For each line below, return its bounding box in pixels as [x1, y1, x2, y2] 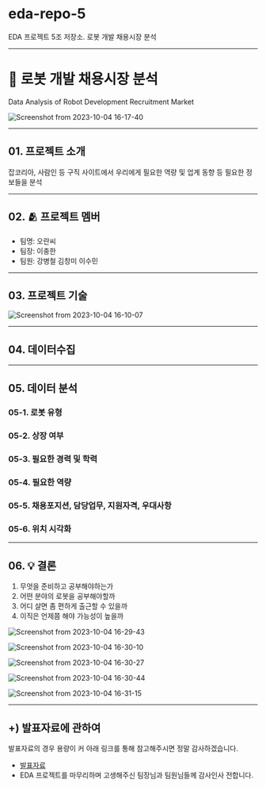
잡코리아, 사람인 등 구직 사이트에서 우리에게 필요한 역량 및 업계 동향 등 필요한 [8, 167, 245, 177]
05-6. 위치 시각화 [8, 524, 71, 535]
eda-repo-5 [8, 5, 86, 23]
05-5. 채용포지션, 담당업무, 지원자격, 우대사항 [8, 501, 172, 512]
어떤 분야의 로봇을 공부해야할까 [19, 592, 116, 601]
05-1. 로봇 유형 [8, 407, 63, 418]
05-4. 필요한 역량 [8, 477, 72, 488]
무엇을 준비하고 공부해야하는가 [19, 582, 113, 591]
